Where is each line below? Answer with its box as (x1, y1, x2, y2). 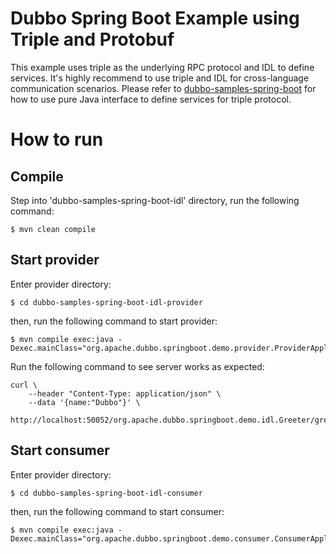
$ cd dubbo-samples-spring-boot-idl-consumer (10, 488, 203, 498)
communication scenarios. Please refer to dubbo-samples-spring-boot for (10, 82, 317, 94)
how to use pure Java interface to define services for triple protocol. (10, 93, 292, 105)
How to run (10, 128, 104, 151)
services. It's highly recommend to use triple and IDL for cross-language (10, 72, 310, 84)
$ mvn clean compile (10, 224, 97, 234)
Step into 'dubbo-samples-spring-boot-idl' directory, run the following (10, 194, 300, 206)
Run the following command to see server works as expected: (10, 360, 265, 372)
